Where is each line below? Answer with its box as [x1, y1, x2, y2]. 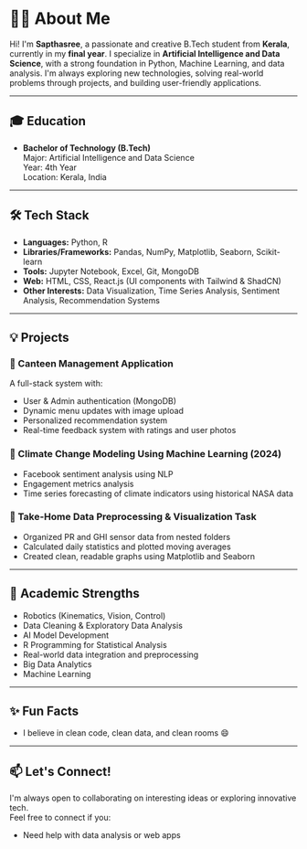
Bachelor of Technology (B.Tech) [22, 142, 151, 154]
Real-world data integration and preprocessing [22, 649, 199, 660]
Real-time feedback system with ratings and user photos [22, 425, 237, 436]
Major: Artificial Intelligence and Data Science [22, 152, 195, 163]
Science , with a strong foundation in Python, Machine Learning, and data [9, 58, 285, 69]
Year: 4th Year [22, 162, 78, 173]
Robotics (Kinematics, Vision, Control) [22, 610, 166, 621]
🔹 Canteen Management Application [9, 356, 174, 369]
